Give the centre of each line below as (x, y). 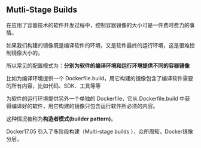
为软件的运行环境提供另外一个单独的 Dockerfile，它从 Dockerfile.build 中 (96, 98)
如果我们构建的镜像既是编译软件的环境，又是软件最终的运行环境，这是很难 (98, 45)
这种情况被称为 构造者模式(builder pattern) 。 (61, 119)
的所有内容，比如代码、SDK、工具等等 (54, 86)
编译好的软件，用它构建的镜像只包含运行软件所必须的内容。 (85, 106)
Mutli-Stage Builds (42, 10)
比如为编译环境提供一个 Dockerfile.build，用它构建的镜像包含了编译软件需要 (100, 78)
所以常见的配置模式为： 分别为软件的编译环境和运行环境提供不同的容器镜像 (98, 65)
